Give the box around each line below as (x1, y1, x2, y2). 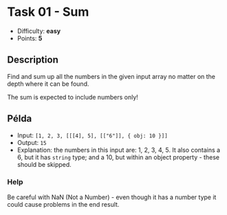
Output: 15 (17, 138, 47, 146)
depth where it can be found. (7, 80, 89, 88)
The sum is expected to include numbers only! (7, 93, 139, 101)
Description (7, 54, 58, 66)
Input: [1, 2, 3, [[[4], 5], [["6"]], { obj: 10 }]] (17, 131, 169, 139)
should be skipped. (17, 160, 72, 168)
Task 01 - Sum (7, 4, 89, 20)
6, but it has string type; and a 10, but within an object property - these (17, 152, 220, 161)
